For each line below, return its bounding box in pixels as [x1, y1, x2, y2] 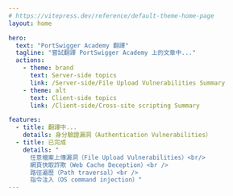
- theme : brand [23, 64, 74, 73]
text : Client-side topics [29, 94, 117, 102]
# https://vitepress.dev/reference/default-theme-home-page [8, 11, 215, 20]
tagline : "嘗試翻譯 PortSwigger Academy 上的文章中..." [15, 49, 196, 57]
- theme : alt [23, 86, 67, 94]
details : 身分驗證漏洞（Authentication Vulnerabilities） [23, 131, 212, 140]
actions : [15, 56, 45, 65]
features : [8, 116, 42, 124]
